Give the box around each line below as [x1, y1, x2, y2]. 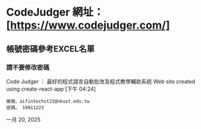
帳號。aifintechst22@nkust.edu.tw [6, 98, 90, 105]
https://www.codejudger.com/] [10, 19, 170, 32]
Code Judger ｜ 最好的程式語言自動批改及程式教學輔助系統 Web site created [6, 78, 196, 85]
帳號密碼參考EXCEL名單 [6, 44, 95, 54]
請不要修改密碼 [6, 63, 50, 72]
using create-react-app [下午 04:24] [6, 85, 96, 93]
